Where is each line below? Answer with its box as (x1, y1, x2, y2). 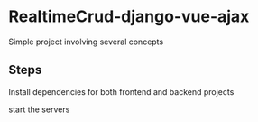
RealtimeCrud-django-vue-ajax (8, 6, 250, 27)
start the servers (8, 104, 70, 115)
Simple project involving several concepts (8, 36, 164, 47)
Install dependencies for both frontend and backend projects (8, 86, 235, 97)
